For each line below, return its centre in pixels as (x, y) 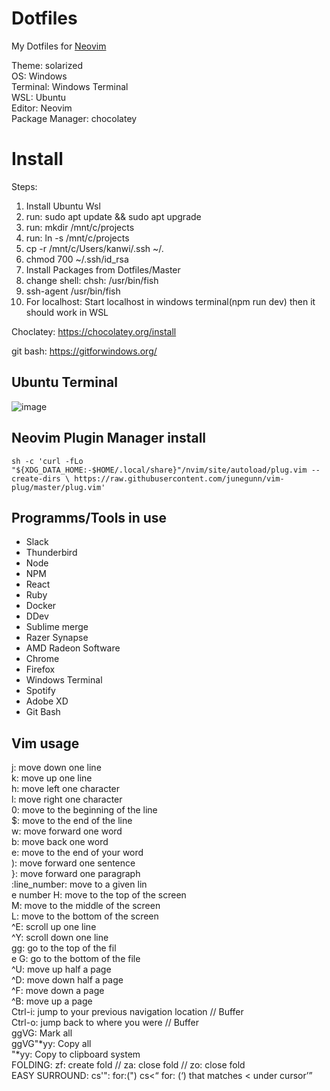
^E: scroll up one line (54, 927)
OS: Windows (39, 76)
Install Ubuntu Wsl (63, 206)
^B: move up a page (52, 1001)
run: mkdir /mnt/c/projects (80, 227)
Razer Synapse (57, 638)
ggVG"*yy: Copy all (51, 1044)
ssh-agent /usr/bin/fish (73, 291)
